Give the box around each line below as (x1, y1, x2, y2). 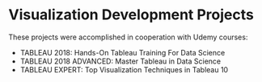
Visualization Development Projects (8, 6, 255, 24)
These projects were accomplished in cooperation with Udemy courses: (8, 32, 248, 42)
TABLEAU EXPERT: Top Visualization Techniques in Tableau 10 (19, 64, 229, 74)
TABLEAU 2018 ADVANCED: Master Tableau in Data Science (19, 56, 222, 66)
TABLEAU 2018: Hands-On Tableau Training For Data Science (19, 47, 226, 57)
